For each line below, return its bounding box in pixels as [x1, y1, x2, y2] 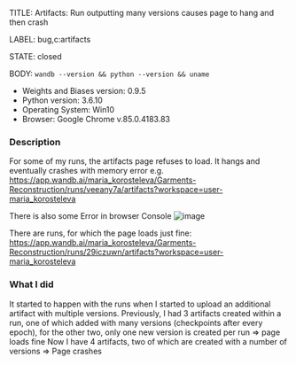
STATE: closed [9, 51, 62, 61]
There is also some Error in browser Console [9, 211, 172, 221]
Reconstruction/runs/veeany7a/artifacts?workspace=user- [9, 184, 223, 195]
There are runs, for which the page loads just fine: [9, 228, 192, 238]
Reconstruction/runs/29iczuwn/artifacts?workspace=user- [9, 247, 224, 258]
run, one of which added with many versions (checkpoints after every [9, 317, 263, 328]
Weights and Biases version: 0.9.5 [21, 86, 146, 96]
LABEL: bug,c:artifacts [9, 35, 91, 44]
